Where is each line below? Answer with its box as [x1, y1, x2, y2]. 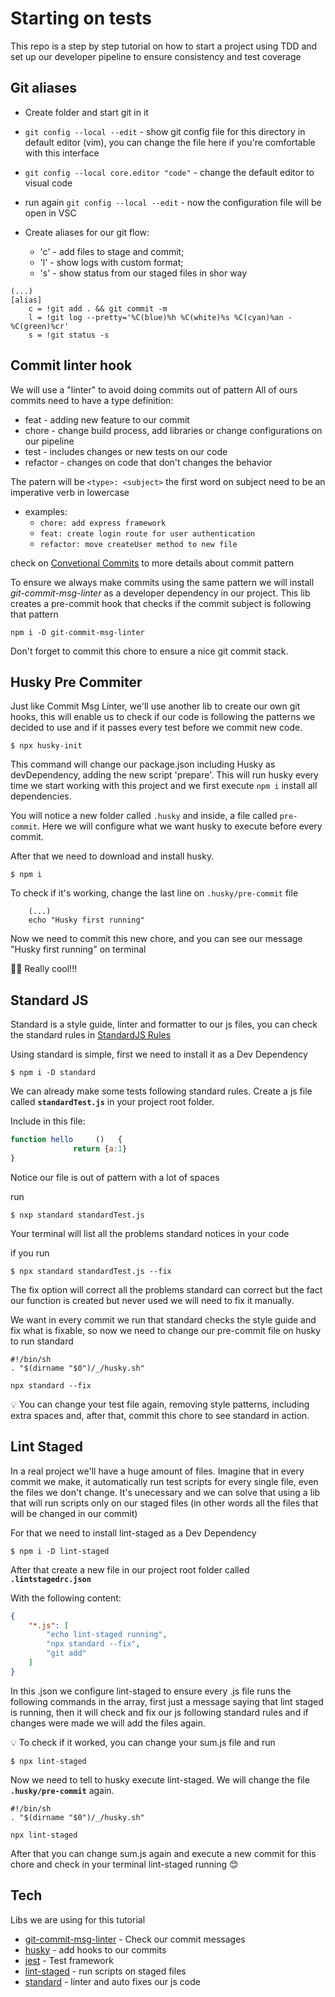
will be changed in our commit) [10, 1507, 138, 1519]
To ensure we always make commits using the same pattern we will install [10, 576, 315, 588]
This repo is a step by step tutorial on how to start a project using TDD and [10, 40, 318, 52]
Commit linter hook [10, 357, 133, 374]
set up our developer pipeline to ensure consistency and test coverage [10, 50, 302, 62]
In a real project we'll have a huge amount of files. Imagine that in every [10, 1465, 305, 1477]
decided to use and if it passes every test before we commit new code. [10, 722, 303, 734]
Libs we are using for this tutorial [10, 1913, 146, 1926]
